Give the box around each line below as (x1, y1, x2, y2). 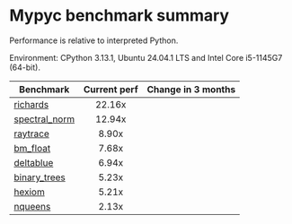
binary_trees (13, 171, 66, 184)
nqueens (13, 200, 51, 212)
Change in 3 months (146, 82, 236, 95)
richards (13, 98, 49, 110)
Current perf (84, 82, 139, 95)
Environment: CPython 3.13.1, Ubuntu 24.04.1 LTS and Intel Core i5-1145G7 (9, 52, 283, 63)
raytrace (13, 127, 49, 140)
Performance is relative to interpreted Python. (9, 35, 179, 46)
